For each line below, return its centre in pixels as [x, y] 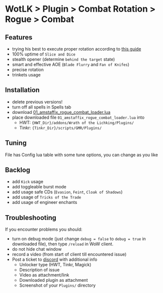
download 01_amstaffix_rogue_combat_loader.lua [61, 112]
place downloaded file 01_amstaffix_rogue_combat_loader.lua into [78, 117]
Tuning [16, 143]
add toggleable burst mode [39, 187]
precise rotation [28, 70]
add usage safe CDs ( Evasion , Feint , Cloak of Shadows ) [67, 192]
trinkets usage [26, 75]
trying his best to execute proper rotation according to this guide [77, 49]
